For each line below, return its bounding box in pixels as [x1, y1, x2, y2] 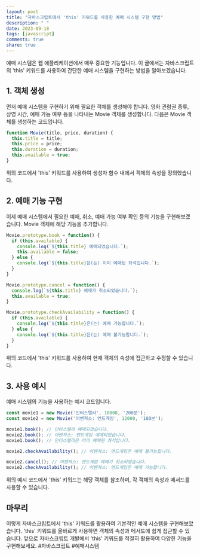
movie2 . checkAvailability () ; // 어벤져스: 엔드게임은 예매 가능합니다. [6, 465, 168, 471]
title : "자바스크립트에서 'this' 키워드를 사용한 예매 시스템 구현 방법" [6, 14, 164, 20]
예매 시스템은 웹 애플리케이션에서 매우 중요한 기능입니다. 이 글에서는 [6, 59, 164, 66]
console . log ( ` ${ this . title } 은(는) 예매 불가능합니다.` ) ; [17, 331, 149, 338]
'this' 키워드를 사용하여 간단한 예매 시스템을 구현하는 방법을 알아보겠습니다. [12, 66, 187, 74]
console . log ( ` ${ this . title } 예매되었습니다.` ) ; [17, 243, 129, 249]
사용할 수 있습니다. [6, 484, 50, 491]
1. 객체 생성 [6, 86, 45, 96]
